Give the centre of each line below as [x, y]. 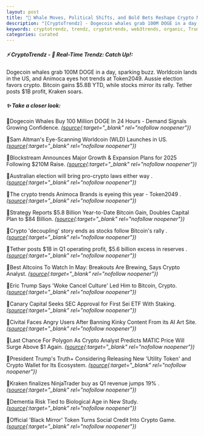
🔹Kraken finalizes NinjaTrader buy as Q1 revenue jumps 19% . [83, 384]
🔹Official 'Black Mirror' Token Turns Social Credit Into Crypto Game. [91, 420]
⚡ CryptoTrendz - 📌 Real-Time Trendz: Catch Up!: [70, 54]
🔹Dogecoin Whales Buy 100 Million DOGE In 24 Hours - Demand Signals [97, 121]
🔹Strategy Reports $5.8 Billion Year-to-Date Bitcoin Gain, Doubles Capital [98, 213]
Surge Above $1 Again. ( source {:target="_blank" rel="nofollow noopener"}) [101, 347]
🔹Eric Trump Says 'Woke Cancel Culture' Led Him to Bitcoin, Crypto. [92, 286]
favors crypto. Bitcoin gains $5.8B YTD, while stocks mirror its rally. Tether [99, 85]
